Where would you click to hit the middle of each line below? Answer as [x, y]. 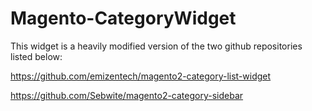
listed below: [36, 56]
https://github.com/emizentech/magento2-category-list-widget [141, 76]
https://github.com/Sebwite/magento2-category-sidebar [127, 95]
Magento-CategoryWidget [123, 18]
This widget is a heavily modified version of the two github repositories [156, 46]
